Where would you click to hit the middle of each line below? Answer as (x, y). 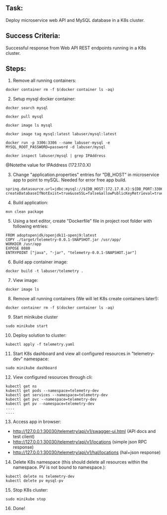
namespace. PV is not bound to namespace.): (59, 467)
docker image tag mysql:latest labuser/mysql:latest (61, 134)
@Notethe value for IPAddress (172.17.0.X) (48, 165)
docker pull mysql (25, 117)
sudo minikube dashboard (31, 368)
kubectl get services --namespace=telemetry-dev (57, 395)
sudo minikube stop (26, 499)
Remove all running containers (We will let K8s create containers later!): (86, 299)
